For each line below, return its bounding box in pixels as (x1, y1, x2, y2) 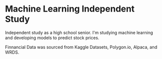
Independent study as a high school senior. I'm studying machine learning (5, 29, 153, 35)
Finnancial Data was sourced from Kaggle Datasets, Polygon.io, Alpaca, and (5, 44, 157, 50)
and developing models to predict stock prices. (5, 35, 100, 41)
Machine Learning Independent (5, 3, 135, 15)
